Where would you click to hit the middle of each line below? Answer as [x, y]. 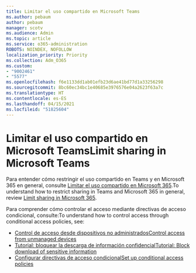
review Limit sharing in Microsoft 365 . [51, 198]
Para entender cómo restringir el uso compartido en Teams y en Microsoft [95, 179]
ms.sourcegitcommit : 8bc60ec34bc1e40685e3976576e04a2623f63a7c [85, 88]
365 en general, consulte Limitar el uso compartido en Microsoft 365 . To [92, 185]
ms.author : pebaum [28, 17]
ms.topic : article [28, 39]
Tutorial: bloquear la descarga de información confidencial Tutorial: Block [102, 246]
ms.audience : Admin [30, 33]
